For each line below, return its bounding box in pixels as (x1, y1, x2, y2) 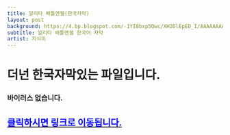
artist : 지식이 (7, 36, 47, 42)
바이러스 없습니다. (7, 93, 63, 103)
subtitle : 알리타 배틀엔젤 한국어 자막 (7, 29, 104, 36)
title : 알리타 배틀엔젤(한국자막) (7, 10, 90, 17)
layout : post (7, 16, 44, 23)
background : (7, 23, 41, 29)
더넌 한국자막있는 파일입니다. (7, 67, 161, 83)
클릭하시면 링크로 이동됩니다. (7, 116, 123, 128)
